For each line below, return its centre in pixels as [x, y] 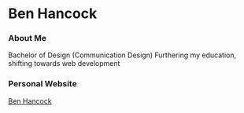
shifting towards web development [64, 64]
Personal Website [43, 84]
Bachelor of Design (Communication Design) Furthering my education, [122, 55]
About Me [28, 38]
